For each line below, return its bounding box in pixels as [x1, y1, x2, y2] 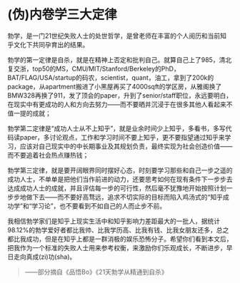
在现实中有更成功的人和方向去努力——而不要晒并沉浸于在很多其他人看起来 [7, 100, 226, 108]
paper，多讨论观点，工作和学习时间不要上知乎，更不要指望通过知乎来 [19, 133, 225, 141]
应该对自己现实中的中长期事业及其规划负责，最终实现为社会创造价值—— [19, 142, 233, 150]
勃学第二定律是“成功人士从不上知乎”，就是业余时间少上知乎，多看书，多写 [7, 124, 226, 133]
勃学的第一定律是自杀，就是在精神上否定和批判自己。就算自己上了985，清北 [7, 55, 232, 64]
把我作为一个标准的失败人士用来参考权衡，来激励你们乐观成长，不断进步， [7, 243, 226, 252]
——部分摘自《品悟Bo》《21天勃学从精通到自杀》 [24, 267, 168, 276]
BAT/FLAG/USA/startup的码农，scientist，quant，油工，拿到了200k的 [7, 73, 214, 82]
